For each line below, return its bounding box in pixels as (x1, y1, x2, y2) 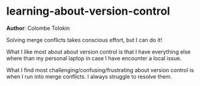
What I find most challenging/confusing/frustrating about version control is (6, 66, 194, 74)
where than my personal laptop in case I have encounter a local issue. (6, 54, 182, 62)
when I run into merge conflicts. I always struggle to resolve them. (6, 73, 173, 80)
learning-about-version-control (6, 4, 171, 18)
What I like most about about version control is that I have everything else (6, 48, 191, 56)
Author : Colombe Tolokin (6, 24, 70, 32)
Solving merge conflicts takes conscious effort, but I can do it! (6, 36, 163, 43)
